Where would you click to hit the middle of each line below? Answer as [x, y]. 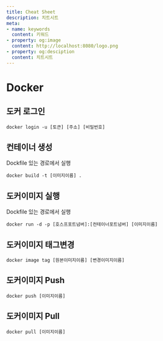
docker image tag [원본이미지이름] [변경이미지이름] [65, 260]
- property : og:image [34, 40]
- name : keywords [28, 29]
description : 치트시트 [33, 18]
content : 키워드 [30, 35]
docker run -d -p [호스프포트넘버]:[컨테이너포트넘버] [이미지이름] [82, 224]
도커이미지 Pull [33, 316]
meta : [13, 23]
